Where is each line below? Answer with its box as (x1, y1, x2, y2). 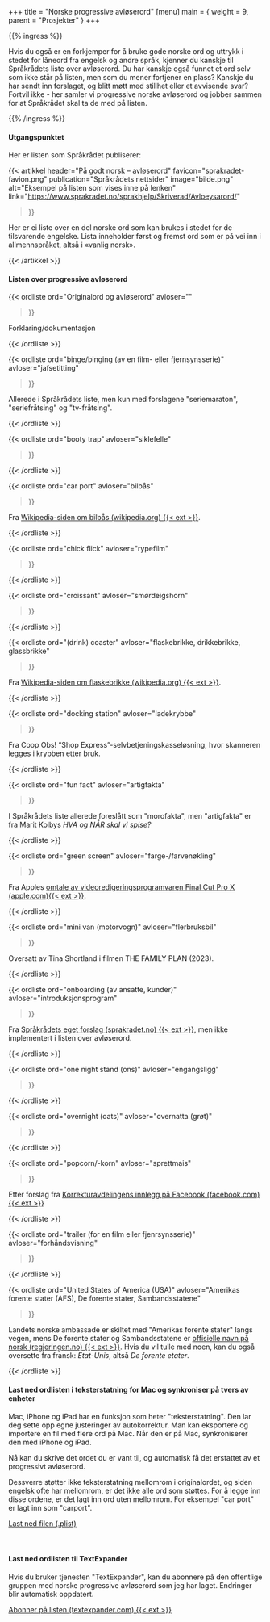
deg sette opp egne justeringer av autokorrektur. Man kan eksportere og (8, 1420, 248, 1430)
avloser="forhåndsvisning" (8, 1239, 98, 1248)
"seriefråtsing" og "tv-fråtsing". (8, 403, 113, 413)
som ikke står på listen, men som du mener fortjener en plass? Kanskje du (8, 73, 254, 82)
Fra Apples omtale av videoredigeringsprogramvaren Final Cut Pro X (8, 882, 235, 892)
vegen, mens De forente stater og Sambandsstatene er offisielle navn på (8, 1334, 249, 1343)
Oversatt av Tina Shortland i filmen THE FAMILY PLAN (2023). (8, 954, 214, 963)
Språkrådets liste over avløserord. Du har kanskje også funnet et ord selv (8, 64, 251, 73)
